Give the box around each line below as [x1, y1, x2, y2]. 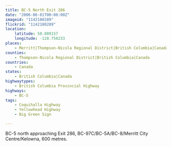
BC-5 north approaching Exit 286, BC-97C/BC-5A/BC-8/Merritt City [5, 130, 148, 136]
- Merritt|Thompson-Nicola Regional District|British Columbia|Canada [14, 45, 168, 51]
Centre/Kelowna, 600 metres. [5, 136, 68, 142]
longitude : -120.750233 [14, 36, 66, 41]
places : [5, 41, 22, 46]
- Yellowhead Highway [14, 107, 60, 112]
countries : [5, 60, 29, 65]
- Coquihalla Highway [14, 103, 60, 108]
